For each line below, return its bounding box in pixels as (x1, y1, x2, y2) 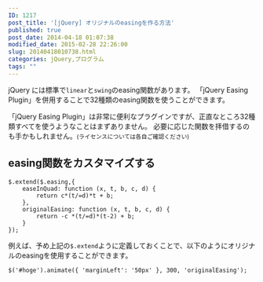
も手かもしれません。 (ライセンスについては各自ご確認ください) (8, 131, 190, 141)
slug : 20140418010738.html (8, 48, 97, 56)
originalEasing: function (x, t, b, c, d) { (22, 205, 170, 213)
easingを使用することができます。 (21, 251, 133, 260)
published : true (8, 26, 61, 34)
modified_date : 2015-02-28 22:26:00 (8, 41, 128, 49)
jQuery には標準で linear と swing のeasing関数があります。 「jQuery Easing (8, 85, 249, 94)
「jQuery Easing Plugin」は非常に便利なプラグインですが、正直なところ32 (8, 112, 249, 121)
